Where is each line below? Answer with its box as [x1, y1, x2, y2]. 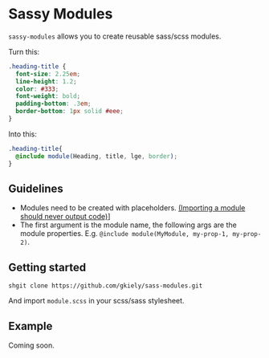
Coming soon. [8, 340, 55, 350]
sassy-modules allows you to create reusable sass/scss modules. [8, 31, 222, 41]
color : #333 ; [15, 85, 59, 93]
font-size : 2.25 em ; [15, 70, 81, 78]
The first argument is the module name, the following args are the [19, 220, 237, 230]
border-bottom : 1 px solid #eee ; [15, 108, 124, 116]
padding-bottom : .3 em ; [15, 100, 92, 108]
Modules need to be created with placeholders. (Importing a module [19, 203, 246, 213]
